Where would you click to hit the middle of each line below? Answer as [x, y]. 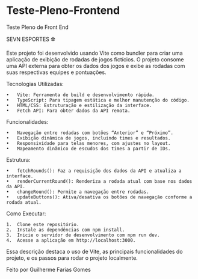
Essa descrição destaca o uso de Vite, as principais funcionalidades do [94, 251]
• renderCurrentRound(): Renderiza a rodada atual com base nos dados [99, 181]
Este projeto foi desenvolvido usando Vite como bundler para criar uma [94, 53]
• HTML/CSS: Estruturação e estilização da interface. [79, 105]
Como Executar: [26, 213]
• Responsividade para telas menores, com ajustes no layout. [88, 143]
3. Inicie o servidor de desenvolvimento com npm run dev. [83, 235]
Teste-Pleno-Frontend [63, 11]
